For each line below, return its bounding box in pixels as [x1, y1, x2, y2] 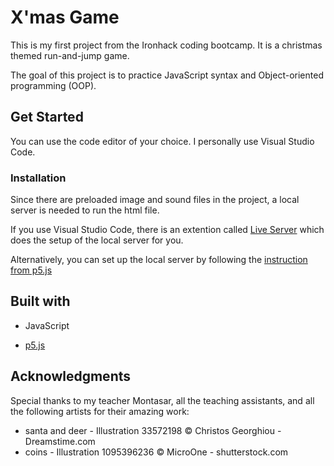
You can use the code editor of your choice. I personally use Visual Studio [10, 135, 315, 147]
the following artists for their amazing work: [10, 405, 190, 417]
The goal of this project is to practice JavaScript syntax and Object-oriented [10, 69, 324, 81]
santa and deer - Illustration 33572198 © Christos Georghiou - [24, 424, 282, 436]
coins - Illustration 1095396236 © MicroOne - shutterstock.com [24, 446, 289, 458]
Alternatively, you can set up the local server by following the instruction [10, 254, 308, 266]
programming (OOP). [10, 79, 97, 91]
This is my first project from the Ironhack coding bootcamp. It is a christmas [10, 39, 323, 51]
